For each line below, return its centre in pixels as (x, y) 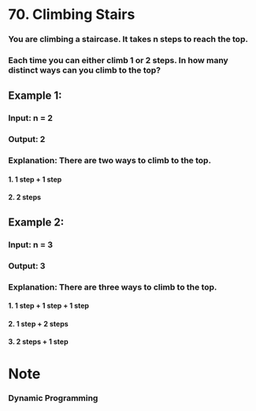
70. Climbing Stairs (72, 15)
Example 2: (36, 222)
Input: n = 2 (30, 118)
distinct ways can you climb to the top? (85, 70)
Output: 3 (27, 266)
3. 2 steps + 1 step (38, 342)
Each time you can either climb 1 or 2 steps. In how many (118, 61)
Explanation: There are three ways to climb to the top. (113, 287)
